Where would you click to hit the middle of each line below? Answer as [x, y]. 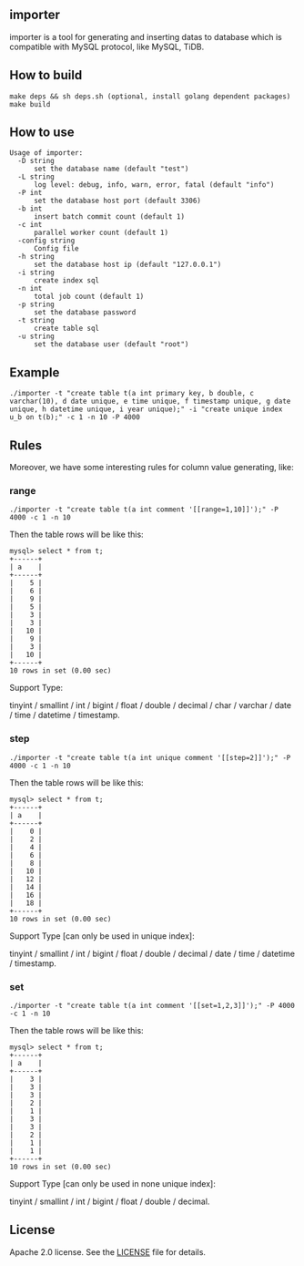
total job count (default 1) [89, 297]
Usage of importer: [46, 153]
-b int [30, 209]
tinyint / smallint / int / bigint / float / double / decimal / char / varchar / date [151, 705]
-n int [30, 289]
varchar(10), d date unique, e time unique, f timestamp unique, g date [150, 401]
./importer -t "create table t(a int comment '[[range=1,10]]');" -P [144, 509]
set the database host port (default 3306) [117, 201]
